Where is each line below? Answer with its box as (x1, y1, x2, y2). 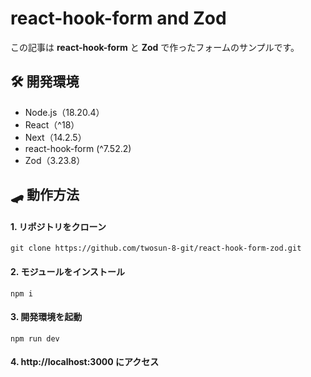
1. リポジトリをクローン (10, 220, 107, 232)
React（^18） (24, 118, 80, 131)
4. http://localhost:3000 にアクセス (10, 356, 160, 368)
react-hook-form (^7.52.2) (24, 142, 132, 154)
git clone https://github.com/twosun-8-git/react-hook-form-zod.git (10, 243, 302, 254)
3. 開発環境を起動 (10, 311, 83, 323)
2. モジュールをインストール (10, 265, 126, 277)
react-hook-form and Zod (10, 7, 227, 30)
